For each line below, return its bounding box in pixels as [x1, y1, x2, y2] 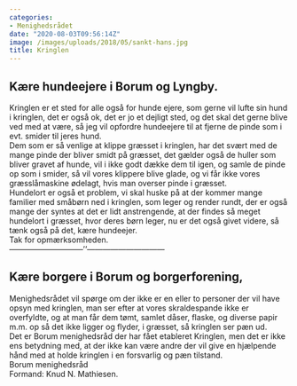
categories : [9, 12, 53, 22]
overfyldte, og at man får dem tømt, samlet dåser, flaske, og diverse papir [9, 311, 277, 322]
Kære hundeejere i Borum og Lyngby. [9, 79, 219, 94]
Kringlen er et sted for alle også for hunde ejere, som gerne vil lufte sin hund [9, 102, 288, 113]
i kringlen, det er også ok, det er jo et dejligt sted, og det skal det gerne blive [9, 112, 288, 122]
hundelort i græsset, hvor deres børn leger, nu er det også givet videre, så [9, 215, 279, 226]
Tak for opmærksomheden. [9, 234, 109, 245]
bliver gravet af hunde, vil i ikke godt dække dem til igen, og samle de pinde [9, 159, 286, 169]
